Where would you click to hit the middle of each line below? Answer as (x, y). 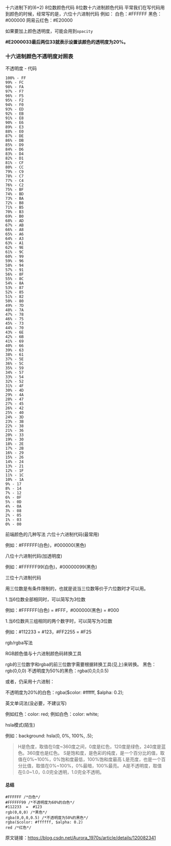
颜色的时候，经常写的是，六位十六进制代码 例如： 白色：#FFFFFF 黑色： (86, 14)
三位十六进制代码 (23, 578)
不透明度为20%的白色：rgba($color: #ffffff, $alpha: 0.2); (65, 693)
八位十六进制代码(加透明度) (34, 556)
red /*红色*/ (18, 828)
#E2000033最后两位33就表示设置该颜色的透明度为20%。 (67, 42)
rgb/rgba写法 (19, 643)
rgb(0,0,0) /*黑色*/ (26, 812)
